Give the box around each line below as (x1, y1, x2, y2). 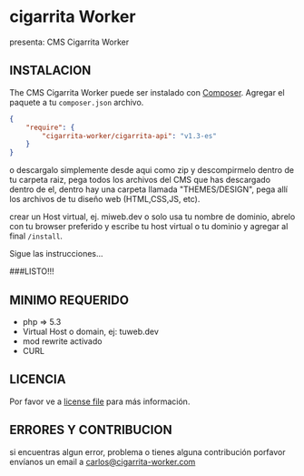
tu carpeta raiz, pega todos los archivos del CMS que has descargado (9, 175, 270, 186)
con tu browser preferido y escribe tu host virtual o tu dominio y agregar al (9, 221, 289, 232)
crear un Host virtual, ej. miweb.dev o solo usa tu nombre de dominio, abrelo (9, 211, 296, 222)
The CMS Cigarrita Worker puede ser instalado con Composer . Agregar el (9, 86, 285, 97)
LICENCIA (9, 371, 66, 388)
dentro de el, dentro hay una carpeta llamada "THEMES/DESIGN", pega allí (9, 184, 289, 195)
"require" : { (25, 123, 75, 132)
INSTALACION (9, 63, 92, 78)
